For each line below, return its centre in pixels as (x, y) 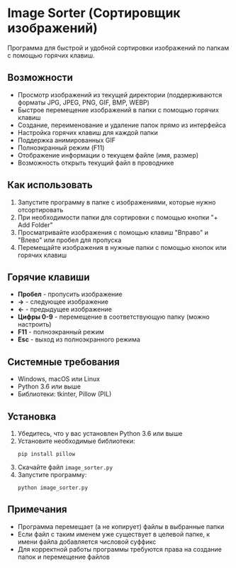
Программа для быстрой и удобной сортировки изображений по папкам (118, 48)
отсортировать (40, 209)
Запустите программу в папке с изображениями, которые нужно (117, 202)
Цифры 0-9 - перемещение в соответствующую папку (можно (114, 317)
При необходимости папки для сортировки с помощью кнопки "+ (118, 217)
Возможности (40, 78)
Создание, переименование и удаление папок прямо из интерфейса (122, 125)
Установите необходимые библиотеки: (76, 441)
